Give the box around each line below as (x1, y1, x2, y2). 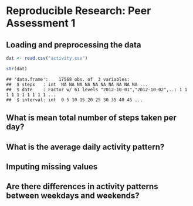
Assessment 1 (6, 16, 76, 30)
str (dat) (6, 66, 28, 71)
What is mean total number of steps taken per (6, 113, 177, 123)
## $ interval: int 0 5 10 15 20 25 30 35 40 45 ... (6, 97, 143, 103)
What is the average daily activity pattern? (6, 142, 165, 152)
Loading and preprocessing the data (6, 40, 141, 50)
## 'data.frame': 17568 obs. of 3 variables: (6, 76, 130, 83)
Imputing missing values (6, 162, 98, 171)
